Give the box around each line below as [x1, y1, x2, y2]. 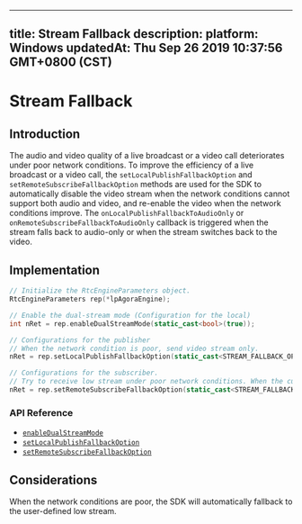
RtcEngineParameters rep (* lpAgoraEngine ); [9, 294, 171, 304]
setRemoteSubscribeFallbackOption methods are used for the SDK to [9, 179, 262, 190]
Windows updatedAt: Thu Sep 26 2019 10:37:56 [9, 41, 283, 56]
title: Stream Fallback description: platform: [9, 26, 259, 41]
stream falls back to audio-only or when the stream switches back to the [9, 227, 278, 238]
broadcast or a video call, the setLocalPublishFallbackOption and [9, 169, 253, 180]
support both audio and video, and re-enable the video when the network [9, 198, 281, 209]
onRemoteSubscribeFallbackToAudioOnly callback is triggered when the [9, 217, 269, 228]
